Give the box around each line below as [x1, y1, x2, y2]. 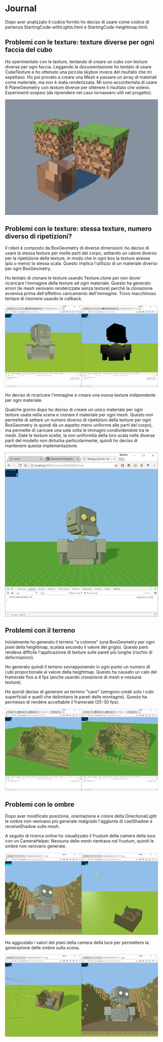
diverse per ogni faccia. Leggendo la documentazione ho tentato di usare [5, 64, 152, 69]
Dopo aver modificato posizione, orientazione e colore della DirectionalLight [5, 813, 157, 819]
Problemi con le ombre [5, 800, 75, 809]
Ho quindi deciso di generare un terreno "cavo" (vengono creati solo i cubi [5, 689, 154, 695]
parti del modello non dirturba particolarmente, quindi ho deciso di [5, 438, 138, 444]
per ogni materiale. [5, 397, 43, 403]
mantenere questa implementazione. [5, 443, 79, 449]
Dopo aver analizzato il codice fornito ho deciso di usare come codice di [5, 19, 149, 25]
